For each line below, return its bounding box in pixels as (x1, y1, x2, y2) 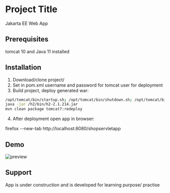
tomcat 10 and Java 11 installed (5, 48, 70, 54)
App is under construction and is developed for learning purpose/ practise (5, 181, 160, 188)
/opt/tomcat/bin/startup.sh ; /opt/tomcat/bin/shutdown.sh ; (5, 97, 133, 102)
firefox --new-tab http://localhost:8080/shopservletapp (5, 126, 121, 132)
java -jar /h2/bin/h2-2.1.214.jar (5, 102, 78, 107)
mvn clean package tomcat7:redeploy (5, 106, 82, 112)
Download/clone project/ (12, 76, 65, 83)
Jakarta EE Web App (5, 20, 48, 26)
